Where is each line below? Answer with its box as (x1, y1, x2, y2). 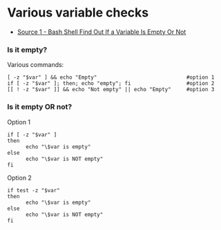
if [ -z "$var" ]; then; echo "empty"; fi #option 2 (7, 80, 215, 87)
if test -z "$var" (7, 186, 60, 194)
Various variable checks (7, 5, 149, 21)
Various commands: (7, 61, 64, 69)
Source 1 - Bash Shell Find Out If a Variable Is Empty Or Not (17, 28, 186, 36)
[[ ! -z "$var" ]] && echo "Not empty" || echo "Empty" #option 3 (7, 86, 215, 93)
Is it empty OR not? (7, 102, 73, 112)
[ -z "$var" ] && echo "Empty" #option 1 (7, 74, 215, 81)
